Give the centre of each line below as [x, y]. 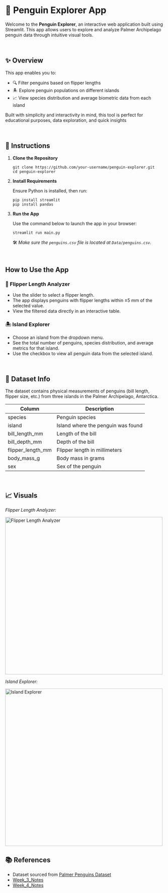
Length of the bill [76, 434]
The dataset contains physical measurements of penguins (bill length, [77, 391]
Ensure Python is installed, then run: [50, 190]
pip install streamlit [36, 200]
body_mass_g [24, 458]
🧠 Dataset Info [28, 379]
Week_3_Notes [28, 880]
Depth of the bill [75, 442]
